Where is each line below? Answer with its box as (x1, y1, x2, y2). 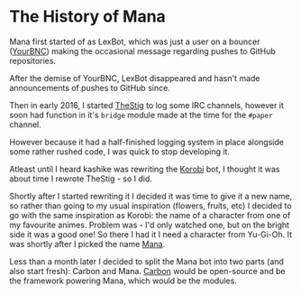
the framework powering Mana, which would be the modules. (9, 275, 237, 286)
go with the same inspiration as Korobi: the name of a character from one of (9, 209, 291, 220)
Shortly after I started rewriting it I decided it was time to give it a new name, (9, 190, 293, 201)
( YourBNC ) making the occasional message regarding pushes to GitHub (9, 45, 277, 56)
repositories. (9, 55, 57, 66)
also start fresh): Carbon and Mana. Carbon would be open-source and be (9, 265, 286, 276)
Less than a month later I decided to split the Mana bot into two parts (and (9, 255, 284, 267)
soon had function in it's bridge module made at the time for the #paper (9, 109, 273, 120)
